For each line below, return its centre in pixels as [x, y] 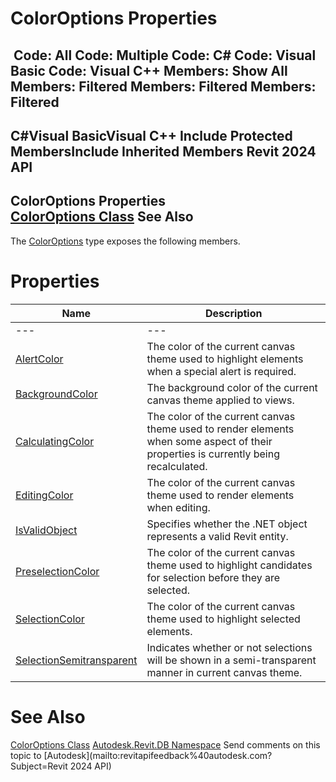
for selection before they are [213, 577]
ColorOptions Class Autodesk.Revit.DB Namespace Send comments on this [165, 744]
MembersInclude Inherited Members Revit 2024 [163, 151]
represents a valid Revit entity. [217, 536]
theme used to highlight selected [223, 619]
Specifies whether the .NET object [227, 524]
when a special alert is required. [221, 371]
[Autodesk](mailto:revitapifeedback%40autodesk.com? [158, 755]
